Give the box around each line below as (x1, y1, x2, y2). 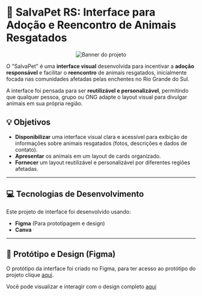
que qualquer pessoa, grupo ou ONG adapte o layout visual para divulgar (6, 93, 188, 100)
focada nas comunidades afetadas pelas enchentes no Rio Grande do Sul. (6, 75, 189, 82)
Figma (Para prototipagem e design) (14, 220, 105, 227)
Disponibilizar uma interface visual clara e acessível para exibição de (14, 133, 188, 140)
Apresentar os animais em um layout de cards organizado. (14, 152, 161, 159)
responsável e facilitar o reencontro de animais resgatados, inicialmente (6, 69, 187, 76)
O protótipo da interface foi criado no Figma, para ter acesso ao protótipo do (6, 265, 196, 273)
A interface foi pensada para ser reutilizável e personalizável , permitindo (6, 87, 189, 94)
